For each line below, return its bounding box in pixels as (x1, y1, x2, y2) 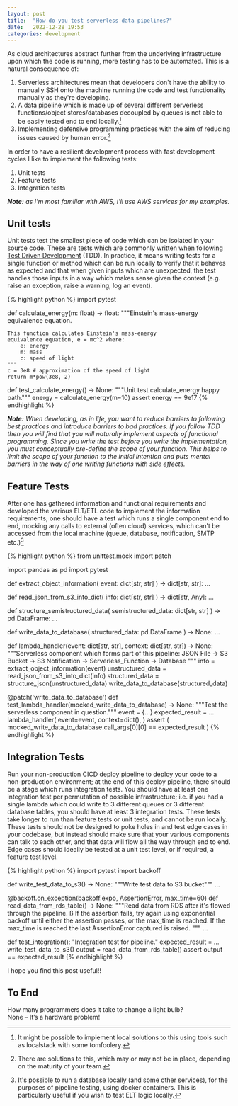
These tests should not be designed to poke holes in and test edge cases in (7, 822, 228, 831)
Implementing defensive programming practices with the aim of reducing (17, 125, 231, 133)
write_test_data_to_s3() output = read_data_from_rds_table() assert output (7, 945, 223, 953)
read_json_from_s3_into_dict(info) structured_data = (7, 671, 159, 680)
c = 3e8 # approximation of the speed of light (7, 367, 151, 375)
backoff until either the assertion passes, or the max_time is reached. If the (7, 916, 226, 925)
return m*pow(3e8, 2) (7, 373, 72, 381)
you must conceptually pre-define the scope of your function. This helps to (7, 445, 227, 453)
